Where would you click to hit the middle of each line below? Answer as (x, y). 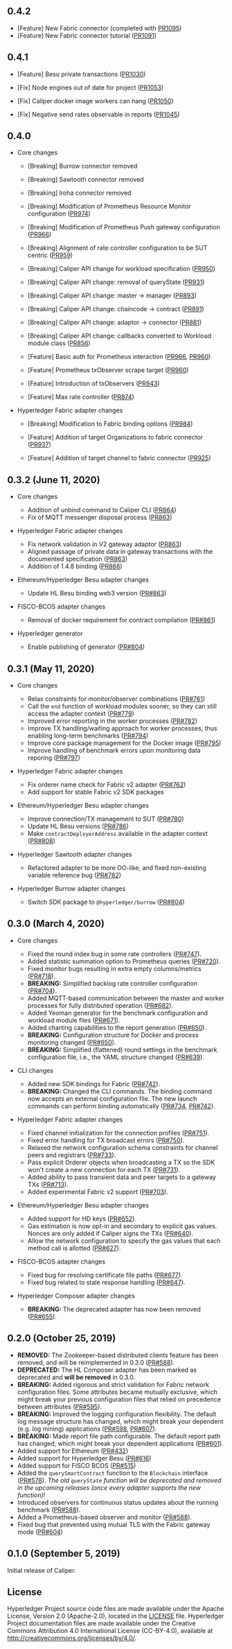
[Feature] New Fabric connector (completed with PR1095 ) (99, 28)
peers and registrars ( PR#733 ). (72, 1155)
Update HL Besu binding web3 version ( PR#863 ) (97, 593)
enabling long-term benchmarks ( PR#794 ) (88, 736)
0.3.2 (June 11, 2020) (54, 480)
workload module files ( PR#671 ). (74, 1020)
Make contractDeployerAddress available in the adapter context (117, 834)
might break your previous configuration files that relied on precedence (119, 1399)
